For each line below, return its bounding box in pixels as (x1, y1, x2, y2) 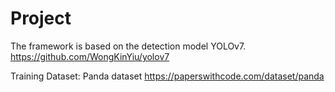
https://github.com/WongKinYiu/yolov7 (10, 50, 170, 62)
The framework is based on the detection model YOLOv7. (10, 40, 247, 52)
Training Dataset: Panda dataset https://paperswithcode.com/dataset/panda (10, 70, 325, 82)
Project (10, 7, 72, 30)
